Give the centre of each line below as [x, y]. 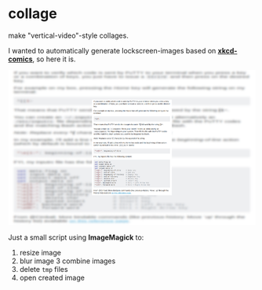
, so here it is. [54, 59]
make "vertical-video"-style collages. [69, 35]
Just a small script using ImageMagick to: [76, 237]
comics [20, 59]
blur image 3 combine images [67, 261]
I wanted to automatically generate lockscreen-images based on [112, 50]
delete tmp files [44, 269]
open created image [52, 277]
